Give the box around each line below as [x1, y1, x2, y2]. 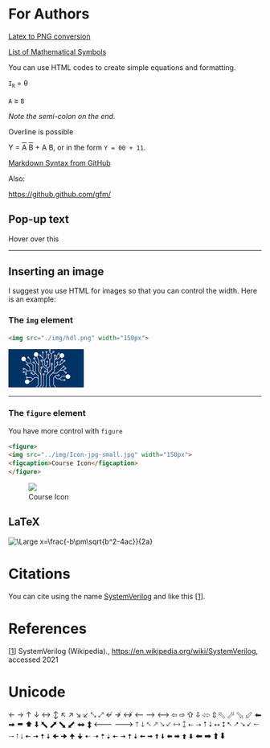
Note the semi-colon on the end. [8, 111, 116, 121]
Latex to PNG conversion [8, 31, 91, 41]
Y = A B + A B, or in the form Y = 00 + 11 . [8, 142, 146, 152]
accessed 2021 [8, 655, 59, 664]
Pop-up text [8, 212, 70, 226]
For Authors [8, 5, 90, 23]
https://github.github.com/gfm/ [8, 189, 111, 199]
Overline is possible [8, 126, 74, 137]
